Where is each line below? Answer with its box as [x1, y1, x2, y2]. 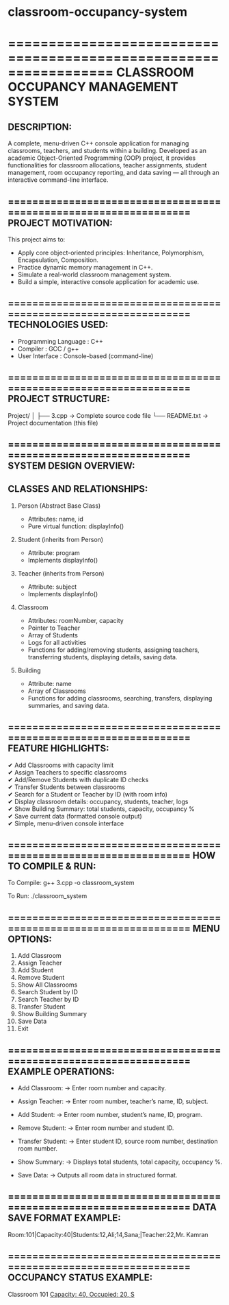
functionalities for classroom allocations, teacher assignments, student [8, 161, 207, 169]
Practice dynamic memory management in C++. [17, 263, 153, 271]
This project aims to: [8, 235, 66, 244]
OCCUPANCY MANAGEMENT [8, 80, 178, 95]
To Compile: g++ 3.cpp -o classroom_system [8, 879, 135, 887]
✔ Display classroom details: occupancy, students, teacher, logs [8, 797, 189, 806]
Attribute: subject [27, 583, 77, 591]
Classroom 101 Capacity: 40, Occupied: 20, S [8, 1290, 135, 1298]
